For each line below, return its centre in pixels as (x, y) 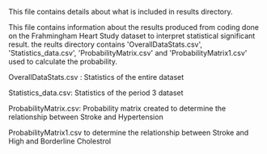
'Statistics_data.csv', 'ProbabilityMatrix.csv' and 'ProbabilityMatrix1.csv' (128, 53)
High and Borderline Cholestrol (60, 141)
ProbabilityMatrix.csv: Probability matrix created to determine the (117, 108)
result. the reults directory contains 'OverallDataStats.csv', (106, 44)
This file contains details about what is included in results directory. (121, 12)
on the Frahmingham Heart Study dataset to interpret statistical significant (132, 36)
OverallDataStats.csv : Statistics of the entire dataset (96, 77)
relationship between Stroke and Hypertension (86, 117)
